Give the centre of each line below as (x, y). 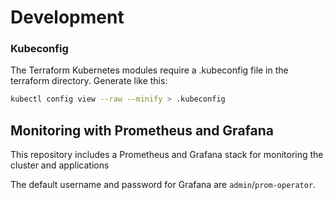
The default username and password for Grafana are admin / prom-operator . (163, 185)
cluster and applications (60, 165)
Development (67, 17)
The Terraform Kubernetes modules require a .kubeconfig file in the (149, 70)
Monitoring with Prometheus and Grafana (142, 130)
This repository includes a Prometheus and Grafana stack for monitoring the (167, 155)
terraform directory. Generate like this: (89, 81)
